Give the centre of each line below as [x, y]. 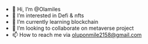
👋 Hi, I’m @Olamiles [36, 9]
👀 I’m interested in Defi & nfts [48, 15]
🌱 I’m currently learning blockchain [55, 22]
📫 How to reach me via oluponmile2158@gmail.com [77, 35]
